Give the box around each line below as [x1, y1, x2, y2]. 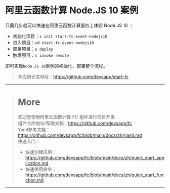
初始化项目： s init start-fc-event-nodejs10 [12, 33, 108, 39]
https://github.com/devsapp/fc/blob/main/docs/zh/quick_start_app [25, 155, 165, 161]
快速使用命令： [25, 166, 57, 172]
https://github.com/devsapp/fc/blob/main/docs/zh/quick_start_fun [25, 172, 163, 178]
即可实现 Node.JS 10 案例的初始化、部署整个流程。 [5, 63, 108, 69]
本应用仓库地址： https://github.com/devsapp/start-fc [17, 73, 129, 80]
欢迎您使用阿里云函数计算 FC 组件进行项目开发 [17, 113, 115, 120]
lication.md [25, 160, 49, 166]
